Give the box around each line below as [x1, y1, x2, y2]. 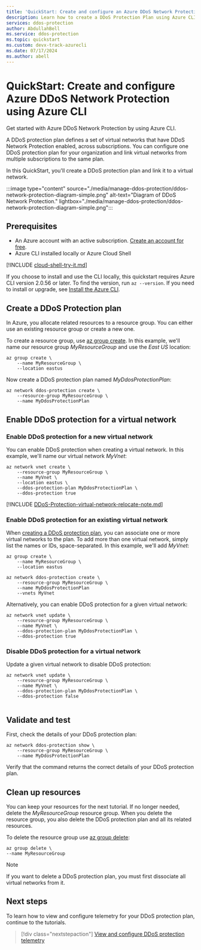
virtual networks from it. [6, 879, 65, 886]
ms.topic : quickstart [6, 37, 60, 43]
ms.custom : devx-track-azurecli [6, 43, 87, 49]
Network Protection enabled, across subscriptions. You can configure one [6, 142, 189, 150]
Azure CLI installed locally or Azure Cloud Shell [14, 250, 132, 257]
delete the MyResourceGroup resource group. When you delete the [6, 810, 172, 817]
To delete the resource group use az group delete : [6, 834, 130, 841]
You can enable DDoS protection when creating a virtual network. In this [6, 446, 184, 453]
